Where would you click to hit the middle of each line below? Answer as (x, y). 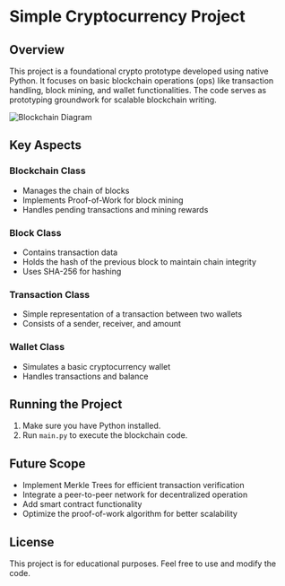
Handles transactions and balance (85, 376)
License (32, 542)
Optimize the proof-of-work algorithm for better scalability (130, 514)
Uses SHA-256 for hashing (72, 271)
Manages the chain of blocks (76, 190)
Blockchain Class (48, 171)
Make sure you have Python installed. (91, 426)
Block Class (35, 232)
